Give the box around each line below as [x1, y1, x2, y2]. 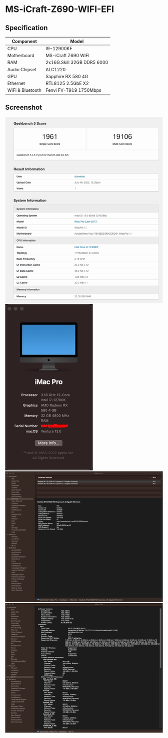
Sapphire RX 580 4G [45, 73, 88, 79]
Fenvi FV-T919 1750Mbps [45, 87, 101, 93]
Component [11, 38, 37, 44]
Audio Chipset [7, 66, 36, 72]
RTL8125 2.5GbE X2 [45, 80, 89, 86]
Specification [5, 24, 48, 32]
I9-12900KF [45, 45, 72, 51]
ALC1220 [45, 66, 66, 72]
